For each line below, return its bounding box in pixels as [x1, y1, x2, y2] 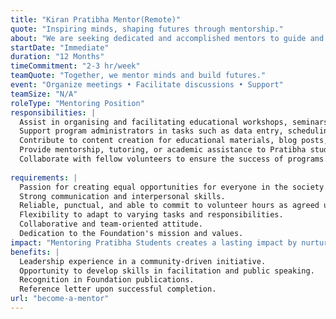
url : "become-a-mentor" [10, 294, 110, 304]
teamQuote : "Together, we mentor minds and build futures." [10, 71, 267, 81]
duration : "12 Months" [10, 52, 105, 62]
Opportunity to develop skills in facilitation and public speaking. [19, 266, 315, 276]
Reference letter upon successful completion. [19, 284, 217, 295]
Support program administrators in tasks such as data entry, [19, 126, 284, 136]
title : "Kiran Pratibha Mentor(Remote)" [10, 14, 182, 25]
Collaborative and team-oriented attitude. [19, 219, 203, 230]
